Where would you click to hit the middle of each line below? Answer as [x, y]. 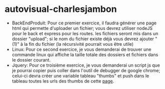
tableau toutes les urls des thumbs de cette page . [63, 81]
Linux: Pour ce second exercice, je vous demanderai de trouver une [81, 49]
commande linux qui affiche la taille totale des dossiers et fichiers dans [85, 54]
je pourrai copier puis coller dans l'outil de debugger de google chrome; [86, 70]
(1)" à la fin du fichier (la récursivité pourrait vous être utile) [72, 44]
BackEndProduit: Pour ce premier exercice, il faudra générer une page [84, 23]
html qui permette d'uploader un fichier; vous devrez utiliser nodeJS [82, 28]
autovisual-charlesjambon [61, 9]
